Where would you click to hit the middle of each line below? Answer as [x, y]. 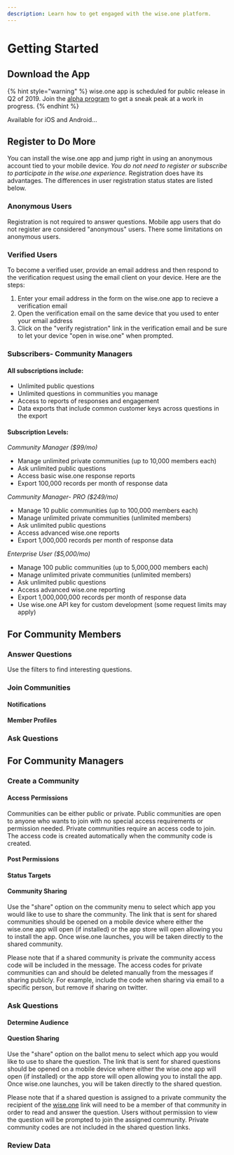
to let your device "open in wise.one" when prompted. [95, 336]
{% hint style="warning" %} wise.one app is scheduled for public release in [116, 91]
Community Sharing [37, 891]
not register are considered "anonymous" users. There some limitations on [115, 229]
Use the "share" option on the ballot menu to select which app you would [113, 1054]
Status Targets [29, 875]
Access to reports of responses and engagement [88, 401]
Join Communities [39, 688]
